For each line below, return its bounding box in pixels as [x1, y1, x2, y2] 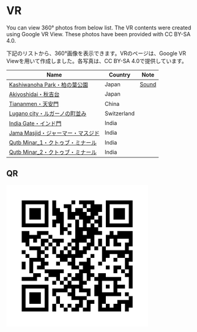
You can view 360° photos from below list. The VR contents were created [6, 24, 191, 31]
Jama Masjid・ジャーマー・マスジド [9, 129, 100, 137]
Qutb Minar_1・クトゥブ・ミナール [9, 139, 97, 146]
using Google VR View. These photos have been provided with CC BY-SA [6, 30, 191, 37]
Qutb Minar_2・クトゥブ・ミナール [9, 148, 97, 156]
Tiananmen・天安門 [9, 100, 59, 108]
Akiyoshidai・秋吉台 [9, 90, 60, 98]
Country [109, 71, 131, 78]
